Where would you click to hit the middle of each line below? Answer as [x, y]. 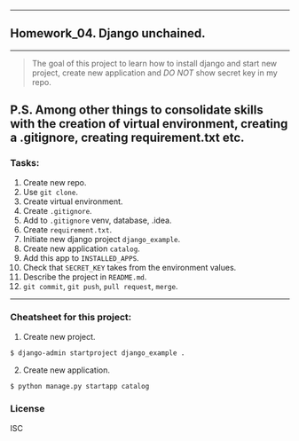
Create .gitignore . [57, 210]
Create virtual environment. [73, 201]
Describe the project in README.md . [85, 277]
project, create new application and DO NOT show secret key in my [154, 73]
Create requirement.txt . [67, 229]
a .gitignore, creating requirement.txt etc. [127, 138]
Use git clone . [51, 192]
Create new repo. [55, 182]
